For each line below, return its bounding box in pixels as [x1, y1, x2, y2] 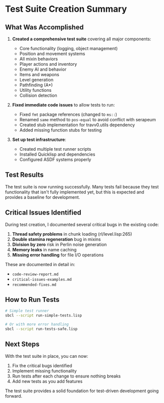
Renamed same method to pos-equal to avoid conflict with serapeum [19, 117, 156, 122]
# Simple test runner [5, 308, 49, 314]
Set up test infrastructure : [12, 136, 67, 142]
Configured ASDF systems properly [19, 157, 92, 162]
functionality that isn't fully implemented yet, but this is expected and [5, 189, 144, 195]
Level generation [19, 77, 54, 82]
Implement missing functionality [12, 368, 77, 374]
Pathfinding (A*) [19, 82, 53, 88]
